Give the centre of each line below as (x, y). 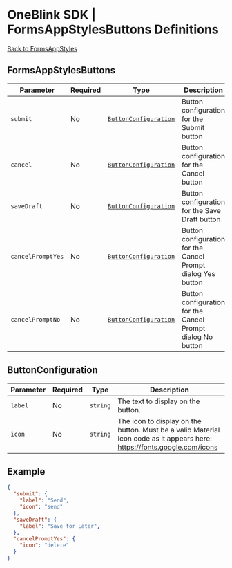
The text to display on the (159, 401)
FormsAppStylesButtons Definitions (113, 29)
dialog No (197, 337)
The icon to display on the (159, 421)
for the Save (201, 210)
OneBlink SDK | (52, 15)
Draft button (201, 219)
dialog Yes (199, 273)
